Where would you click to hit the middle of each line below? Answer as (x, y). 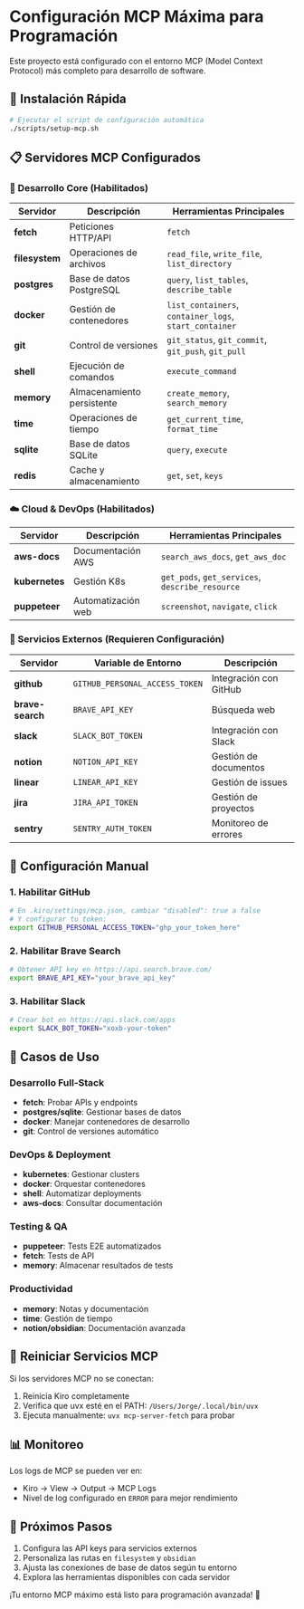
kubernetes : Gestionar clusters (81, 1174)
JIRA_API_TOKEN (105, 802)
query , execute (197, 450)
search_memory (197, 403)
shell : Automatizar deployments (82, 1193)
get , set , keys (195, 475)
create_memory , (199, 393)
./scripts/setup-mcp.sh (54, 129)
